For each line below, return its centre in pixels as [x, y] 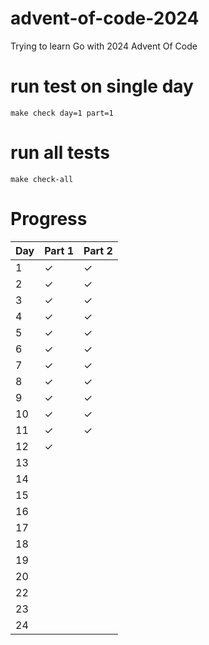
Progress [49, 219]
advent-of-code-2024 [105, 18]
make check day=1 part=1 [62, 113]
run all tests [60, 153]
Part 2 [98, 250]
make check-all [42, 179]
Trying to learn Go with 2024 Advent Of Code [104, 46]
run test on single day [102, 86]
